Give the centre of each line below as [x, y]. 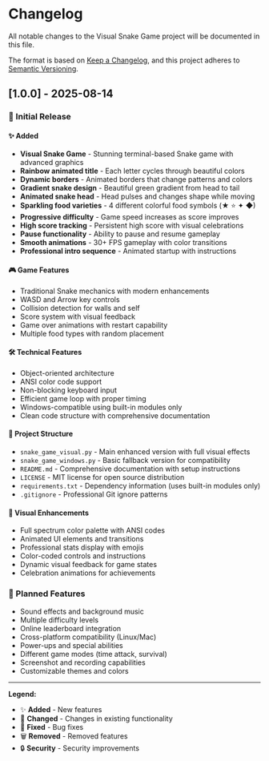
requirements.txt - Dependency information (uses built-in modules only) [140, 486]
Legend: [22, 694]
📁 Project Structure [41, 434]
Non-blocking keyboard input [68, 390]
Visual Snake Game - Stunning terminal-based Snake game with [126, 154]
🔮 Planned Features [47, 594]
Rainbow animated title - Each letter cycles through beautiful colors [132, 171]
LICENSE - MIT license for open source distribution [102, 477]
